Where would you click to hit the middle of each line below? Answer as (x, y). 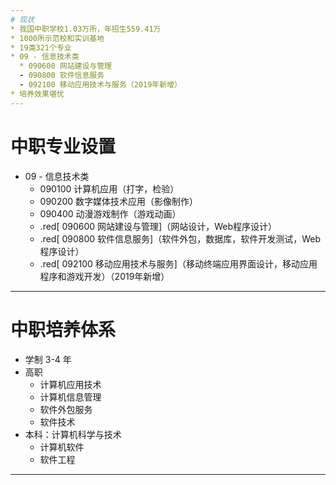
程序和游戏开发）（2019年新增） (104, 276)
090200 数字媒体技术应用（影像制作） (119, 201)
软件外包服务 (66, 409)
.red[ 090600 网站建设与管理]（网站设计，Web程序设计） (158, 226)
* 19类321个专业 (41, 47)
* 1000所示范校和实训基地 (57, 38)
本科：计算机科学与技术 (73, 434)
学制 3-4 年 (48, 359)
